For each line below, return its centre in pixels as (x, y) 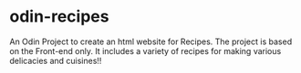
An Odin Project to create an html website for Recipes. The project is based (151, 41)
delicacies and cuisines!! (56, 60)
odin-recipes (59, 17)
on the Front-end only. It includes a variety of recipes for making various (145, 50)
